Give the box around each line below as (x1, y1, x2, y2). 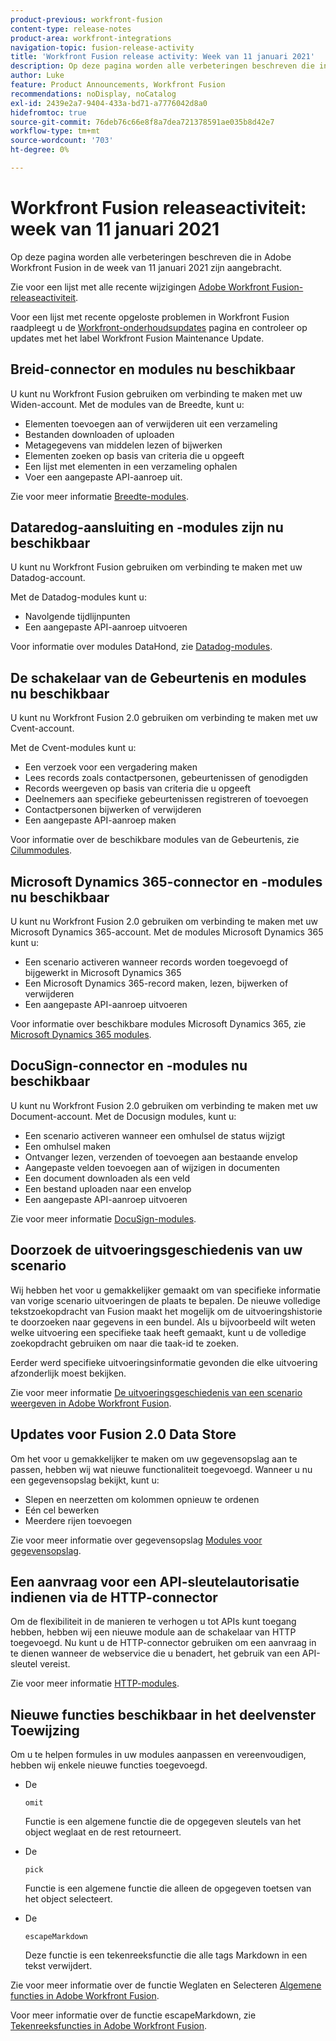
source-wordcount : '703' (10, 136, 114, 146)
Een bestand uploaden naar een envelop (24, 1182, 192, 1195)
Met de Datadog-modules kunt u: (10, 591, 147, 603)
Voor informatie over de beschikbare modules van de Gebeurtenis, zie (10, 834, 300, 846)
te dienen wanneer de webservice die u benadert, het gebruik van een (10, 1647, 300, 1660)
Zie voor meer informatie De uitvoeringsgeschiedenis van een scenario (10, 1386, 303, 1398)
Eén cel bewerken (24, 1504, 100, 1516)
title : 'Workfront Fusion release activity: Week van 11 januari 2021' (10, 52, 315, 62)
